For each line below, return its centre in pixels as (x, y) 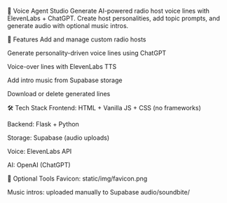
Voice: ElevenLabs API (40, 151)
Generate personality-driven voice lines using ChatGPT (87, 53)
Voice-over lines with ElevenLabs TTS (62, 66)
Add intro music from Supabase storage (65, 80)
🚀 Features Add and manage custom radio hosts (77, 39)
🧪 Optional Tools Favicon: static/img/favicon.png (77, 178)
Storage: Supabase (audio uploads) (59, 138)
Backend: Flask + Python (43, 124)
